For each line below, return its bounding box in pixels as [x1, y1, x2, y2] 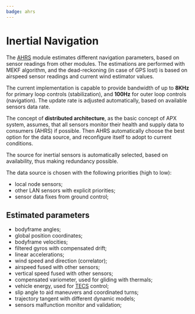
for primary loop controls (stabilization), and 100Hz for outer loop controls [6, 90, 187, 98]
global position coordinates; [14, 232, 83, 239]
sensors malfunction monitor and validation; [14, 302, 122, 309]
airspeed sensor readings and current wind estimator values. [6, 72, 155, 80]
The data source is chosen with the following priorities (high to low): [6, 169, 172, 176]
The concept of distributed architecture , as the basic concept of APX [6, 114, 177, 121]
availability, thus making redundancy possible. [6, 158, 119, 165]
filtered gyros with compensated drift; [14, 245, 108, 252]
